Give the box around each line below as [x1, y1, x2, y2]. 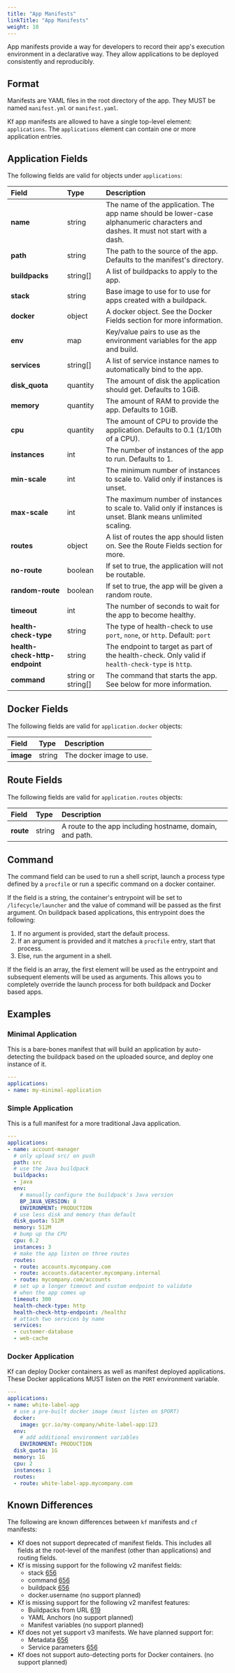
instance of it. [7, 1060, 47, 1068]
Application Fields [7, 152, 88, 165]
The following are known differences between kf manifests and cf [7, 1518, 198, 1526]
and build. [106, 344, 138, 354]
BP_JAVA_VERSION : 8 [20, 1197, 77, 1205]
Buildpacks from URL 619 [27, 1606, 101, 1614]
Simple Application [7, 1103, 73, 1113]
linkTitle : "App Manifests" [7, 17, 90, 24]
